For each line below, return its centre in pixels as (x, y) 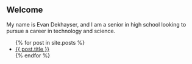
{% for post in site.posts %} (50, 42)
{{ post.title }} (32, 49)
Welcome (25, 10)
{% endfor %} (33, 55)
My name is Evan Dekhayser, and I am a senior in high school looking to (96, 24)
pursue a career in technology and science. (61, 31)
